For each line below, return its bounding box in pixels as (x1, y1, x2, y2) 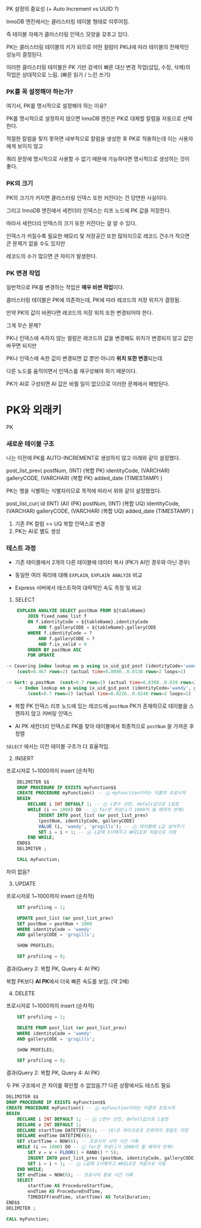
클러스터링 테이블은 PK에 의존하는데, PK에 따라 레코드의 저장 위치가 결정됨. (6, 296, 181, 304)
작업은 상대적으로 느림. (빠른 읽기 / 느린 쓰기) (6, 71, 111, 78)
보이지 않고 (17, 142, 44, 150)
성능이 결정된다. (6, 51, 44, 58)
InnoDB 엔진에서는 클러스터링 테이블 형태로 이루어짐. (6, 18, 130, 25)
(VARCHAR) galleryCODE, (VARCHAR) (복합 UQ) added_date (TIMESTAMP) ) (6, 508, 194, 515)
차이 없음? (6, 868, 30, 875)
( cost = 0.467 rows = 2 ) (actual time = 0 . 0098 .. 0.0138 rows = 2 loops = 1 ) (17, 669, 186, 675)
